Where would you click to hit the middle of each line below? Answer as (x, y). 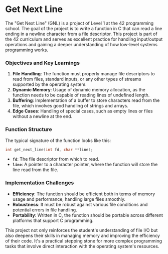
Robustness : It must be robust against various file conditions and (80, 204)
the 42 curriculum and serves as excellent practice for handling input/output (84, 39)
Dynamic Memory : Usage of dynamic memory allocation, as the (79, 90)
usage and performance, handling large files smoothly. (69, 199)
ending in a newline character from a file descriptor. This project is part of (81, 34)
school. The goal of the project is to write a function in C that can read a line (84, 28)
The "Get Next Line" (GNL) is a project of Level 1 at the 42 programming (79, 23)
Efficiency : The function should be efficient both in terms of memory (84, 194)
